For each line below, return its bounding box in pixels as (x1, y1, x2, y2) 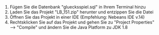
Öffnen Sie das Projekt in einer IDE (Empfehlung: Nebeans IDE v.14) (9, 14, 145, 20)
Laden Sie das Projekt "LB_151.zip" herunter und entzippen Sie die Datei (9, 9, 154, 15)
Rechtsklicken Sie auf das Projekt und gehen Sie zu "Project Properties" (9, 19, 155, 25)
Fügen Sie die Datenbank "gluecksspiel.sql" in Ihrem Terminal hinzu (9, 4, 146, 10)
